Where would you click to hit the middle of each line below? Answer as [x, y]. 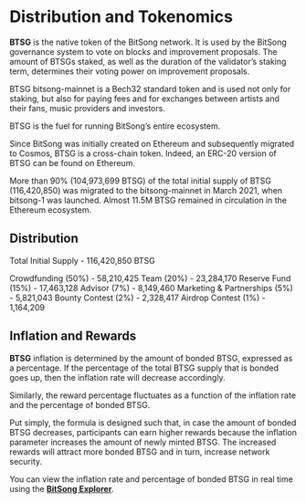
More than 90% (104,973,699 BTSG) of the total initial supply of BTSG [141, 181]
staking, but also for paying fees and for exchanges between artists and [145, 99]
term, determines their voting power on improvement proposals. [130, 71]
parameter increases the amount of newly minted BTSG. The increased [143, 442]
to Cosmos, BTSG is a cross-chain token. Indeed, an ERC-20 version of [143, 153]
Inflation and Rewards [73, 336]
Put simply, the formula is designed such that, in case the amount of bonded [153, 423]
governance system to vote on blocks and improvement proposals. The [143, 51]
